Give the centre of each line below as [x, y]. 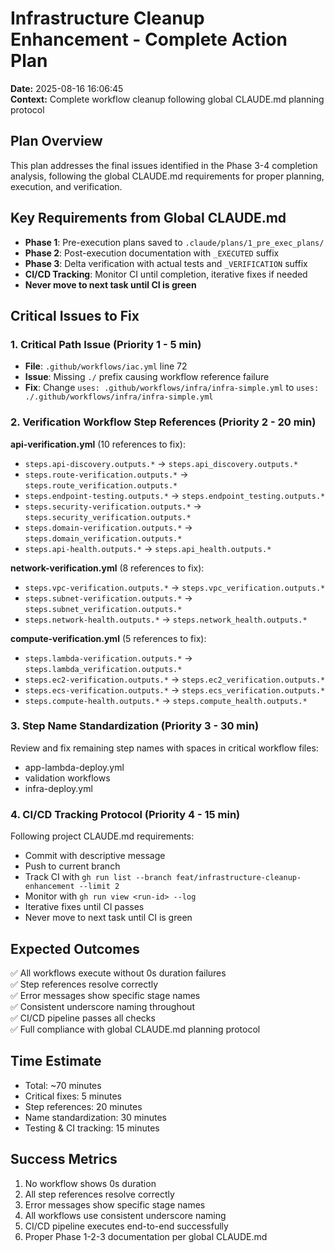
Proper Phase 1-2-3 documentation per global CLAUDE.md [146, 1236]
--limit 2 [99, 887]
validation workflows [67, 778]
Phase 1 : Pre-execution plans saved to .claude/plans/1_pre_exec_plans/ [174, 242]
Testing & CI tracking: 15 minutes [92, 1128]
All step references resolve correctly [99, 1194]
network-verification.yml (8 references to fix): [107, 568]
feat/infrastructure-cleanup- [238, 878]
